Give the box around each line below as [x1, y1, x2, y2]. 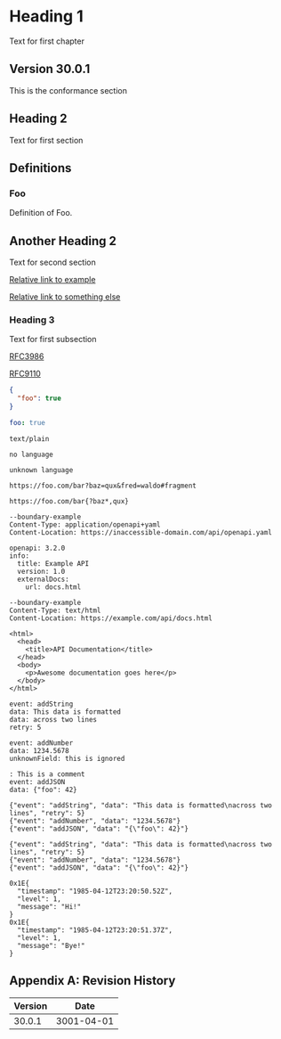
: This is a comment [9, 769, 86, 779]
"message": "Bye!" [17, 941, 86, 950]
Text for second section [9, 257, 96, 268]
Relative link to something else [9, 291, 121, 302]
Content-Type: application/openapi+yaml [9, 519, 162, 529]
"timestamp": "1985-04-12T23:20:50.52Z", [17, 887, 173, 896]
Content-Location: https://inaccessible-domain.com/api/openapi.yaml [9, 528, 273, 536]
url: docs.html [25, 582, 82, 592]
